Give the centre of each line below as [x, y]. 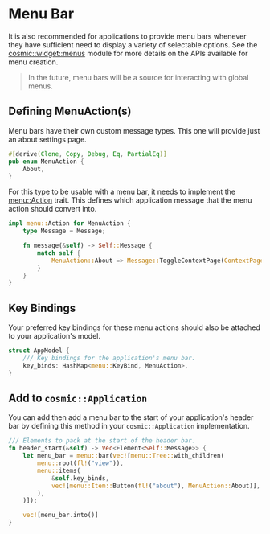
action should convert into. [53, 209]
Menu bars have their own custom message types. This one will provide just [134, 130]
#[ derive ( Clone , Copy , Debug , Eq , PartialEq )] [88, 154]
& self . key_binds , [80, 478]
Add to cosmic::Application [78, 398]
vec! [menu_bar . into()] [61, 516]
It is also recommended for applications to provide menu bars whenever [127, 36]
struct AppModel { [39, 351]
